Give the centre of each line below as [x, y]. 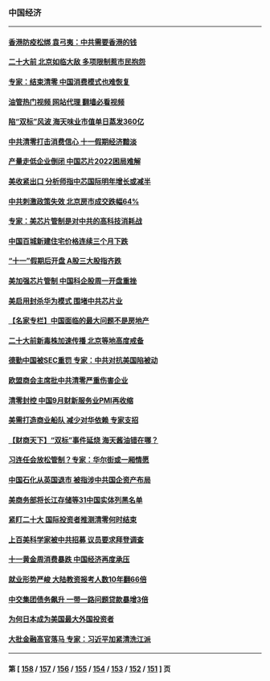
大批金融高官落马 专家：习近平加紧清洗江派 [80, 639]
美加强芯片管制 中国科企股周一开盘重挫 [73, 281]
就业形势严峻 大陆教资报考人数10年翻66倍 [78, 579]
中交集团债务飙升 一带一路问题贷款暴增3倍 [78, 599]
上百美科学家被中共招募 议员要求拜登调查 [76, 539]
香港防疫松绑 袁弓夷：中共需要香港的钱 [73, 42]
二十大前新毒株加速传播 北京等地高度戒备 [76, 340]
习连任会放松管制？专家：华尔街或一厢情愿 [79, 460]
